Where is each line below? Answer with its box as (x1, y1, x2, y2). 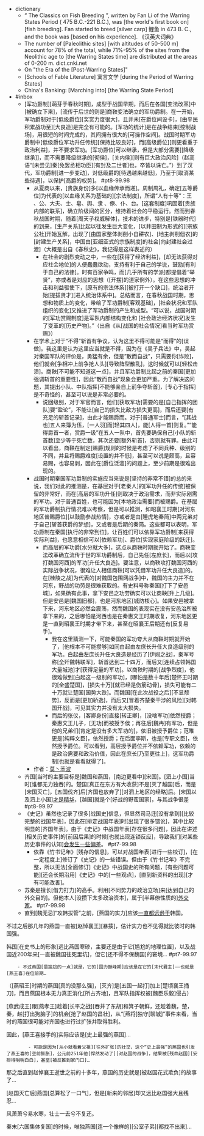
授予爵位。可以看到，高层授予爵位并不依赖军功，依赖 (57, 742, 191, 750)
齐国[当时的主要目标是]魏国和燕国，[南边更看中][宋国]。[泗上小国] (24, 773, 190, 780)
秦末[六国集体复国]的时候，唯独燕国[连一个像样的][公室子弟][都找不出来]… (6, 1123, 192, 1130)
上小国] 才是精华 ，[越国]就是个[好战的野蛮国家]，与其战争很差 (35, 796, 189, 803)
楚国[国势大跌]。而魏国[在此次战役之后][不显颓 (72, 689, 190, 696)
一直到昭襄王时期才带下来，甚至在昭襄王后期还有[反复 (47, 620, 184, 627)
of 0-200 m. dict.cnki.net (24, 59, 87, 67)
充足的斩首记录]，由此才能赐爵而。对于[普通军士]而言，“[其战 (42, 414, 197, 421)
